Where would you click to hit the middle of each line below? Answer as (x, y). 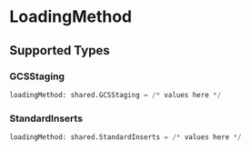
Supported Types (60, 50)
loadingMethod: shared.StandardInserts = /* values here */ (126, 137)
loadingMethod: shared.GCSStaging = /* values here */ (115, 95)
